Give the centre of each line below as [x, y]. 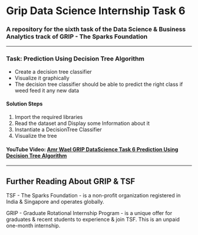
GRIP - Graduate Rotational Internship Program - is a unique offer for [89, 213]
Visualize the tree [36, 135]
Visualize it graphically [42, 78]
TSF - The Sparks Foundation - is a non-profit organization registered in [93, 195]
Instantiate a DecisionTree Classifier [58, 129]
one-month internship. [33, 226]
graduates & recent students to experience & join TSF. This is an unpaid [93, 219]
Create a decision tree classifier [53, 71]
